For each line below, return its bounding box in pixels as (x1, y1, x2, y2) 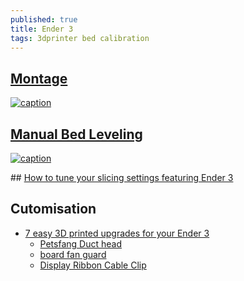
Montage (10, 70, 68, 87)
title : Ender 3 (10, 24, 74, 34)
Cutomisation (10, 201, 97, 218)
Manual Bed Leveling (10, 126, 143, 143)
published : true (10, 14, 78, 25)
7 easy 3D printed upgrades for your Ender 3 (24, 227, 210, 239)
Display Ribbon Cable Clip (39, 259, 147, 271)
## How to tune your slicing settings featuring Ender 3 (10, 172, 234, 183)
